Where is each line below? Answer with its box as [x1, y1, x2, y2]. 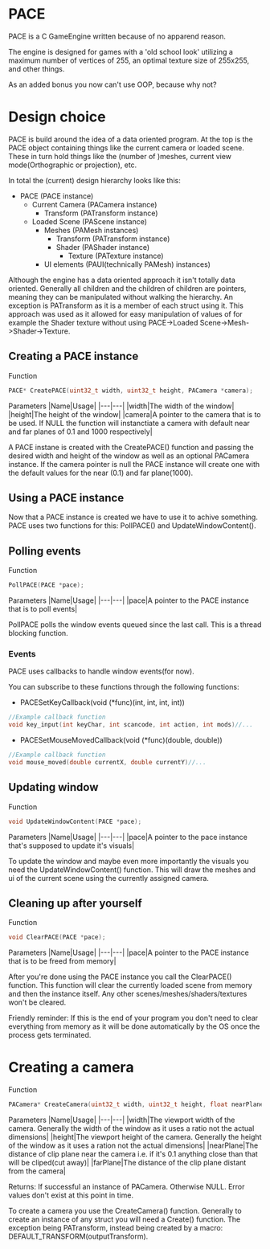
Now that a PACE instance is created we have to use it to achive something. [8, 512, 259, 522]
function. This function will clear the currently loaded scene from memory [8, 981, 253, 990]
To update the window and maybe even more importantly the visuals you [8, 856, 249, 866]
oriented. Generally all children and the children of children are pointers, [8, 283, 247, 293]
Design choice [8, 108, 106, 126]
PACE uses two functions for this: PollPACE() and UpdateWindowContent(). [8, 521, 256, 530]
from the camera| [8, 1166, 66, 1176]
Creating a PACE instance [8, 350, 139, 363]
